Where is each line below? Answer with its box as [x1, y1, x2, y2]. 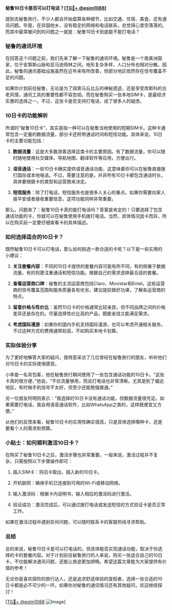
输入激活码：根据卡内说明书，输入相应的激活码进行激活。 [12, 491, 134, 497]
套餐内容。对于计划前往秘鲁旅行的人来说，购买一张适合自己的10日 [23, 552, 163, 558]
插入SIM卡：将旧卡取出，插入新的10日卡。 [12, 469, 102, 475]
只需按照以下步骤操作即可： [14, 458, 73, 464]
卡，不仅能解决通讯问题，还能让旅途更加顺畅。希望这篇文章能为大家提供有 [5, 558, 162, 564]
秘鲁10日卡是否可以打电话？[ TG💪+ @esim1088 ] [5, 5, 106, 11]
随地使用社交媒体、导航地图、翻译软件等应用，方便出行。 [17, 154, 139, 161]
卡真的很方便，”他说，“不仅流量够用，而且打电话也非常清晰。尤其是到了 [5, 378, 155, 384]
